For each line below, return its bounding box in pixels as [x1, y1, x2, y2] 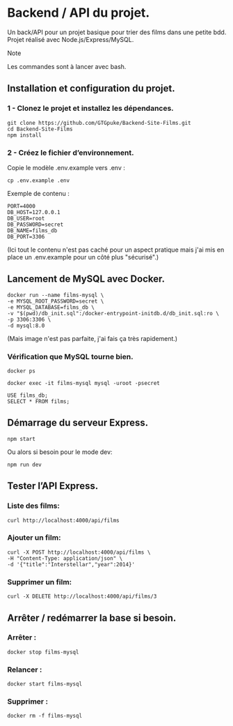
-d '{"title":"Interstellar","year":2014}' [7, 561, 136, 568]
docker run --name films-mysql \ [7, 292, 104, 298]
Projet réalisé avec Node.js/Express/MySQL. [7, 35, 134, 43]
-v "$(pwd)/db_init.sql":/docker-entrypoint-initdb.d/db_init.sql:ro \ [7, 310, 219, 317]
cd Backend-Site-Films [7, 126, 73, 133]
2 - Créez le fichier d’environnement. [7, 148, 134, 158]
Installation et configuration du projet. [7, 82, 175, 95]
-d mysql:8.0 [7, 322, 45, 329]
